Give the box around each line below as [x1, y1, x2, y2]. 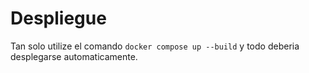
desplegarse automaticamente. [10, 50, 138, 62]
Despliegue [10, 7, 107, 30]
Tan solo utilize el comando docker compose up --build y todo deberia [10, 40, 300, 52]
